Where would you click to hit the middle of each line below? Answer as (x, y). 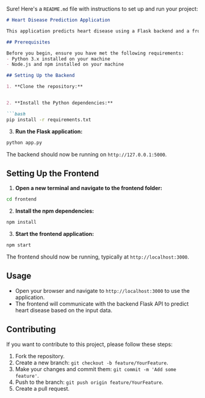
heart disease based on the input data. (64, 310)
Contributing (31, 330)
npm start (19, 245)
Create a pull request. (42, 388)
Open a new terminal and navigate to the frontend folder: (89, 188)
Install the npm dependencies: (55, 211)
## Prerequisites (28, 42)
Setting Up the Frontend (53, 173)
